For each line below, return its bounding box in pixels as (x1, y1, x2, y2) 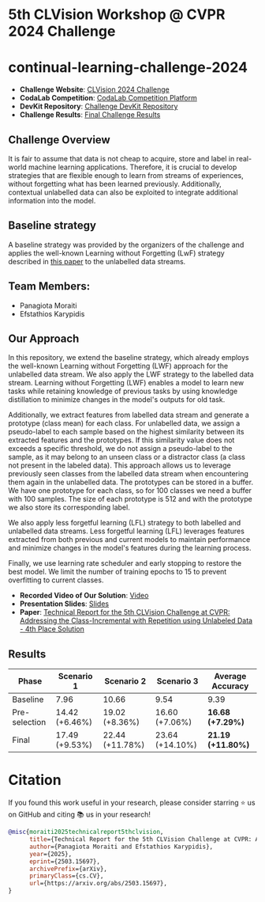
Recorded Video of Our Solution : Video (19, 591, 149, 601)
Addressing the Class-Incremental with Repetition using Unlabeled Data (19, 616, 253, 626)
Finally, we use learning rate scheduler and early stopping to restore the (8, 559, 242, 568)
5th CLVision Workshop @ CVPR (8, 6, 226, 24)
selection (12, 717, 47, 728)
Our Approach (8, 332, 80, 345)
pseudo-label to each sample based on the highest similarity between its (8, 427, 244, 437)
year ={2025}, (28, 850, 73, 858)
